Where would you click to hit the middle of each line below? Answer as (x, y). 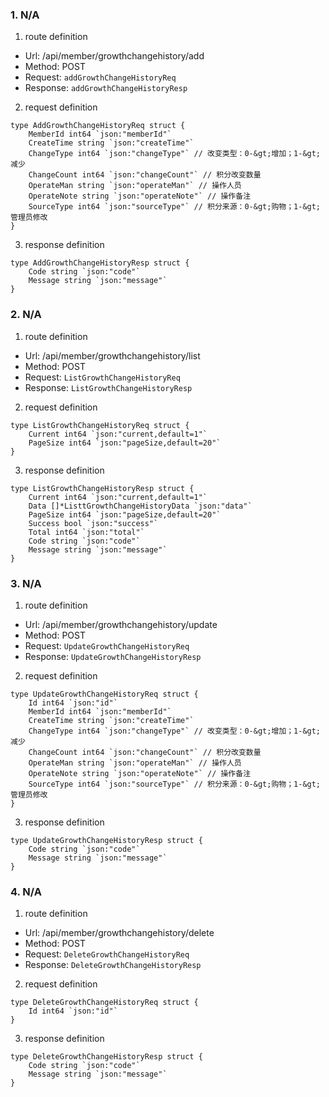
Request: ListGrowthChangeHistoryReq (102, 377)
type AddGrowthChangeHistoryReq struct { (98, 126)
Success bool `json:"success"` (93, 523)
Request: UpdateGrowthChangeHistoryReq (107, 645)
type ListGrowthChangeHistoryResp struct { (102, 488)
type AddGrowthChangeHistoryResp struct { (100, 263)
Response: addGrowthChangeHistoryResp (106, 88)
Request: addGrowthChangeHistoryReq (100, 77)
